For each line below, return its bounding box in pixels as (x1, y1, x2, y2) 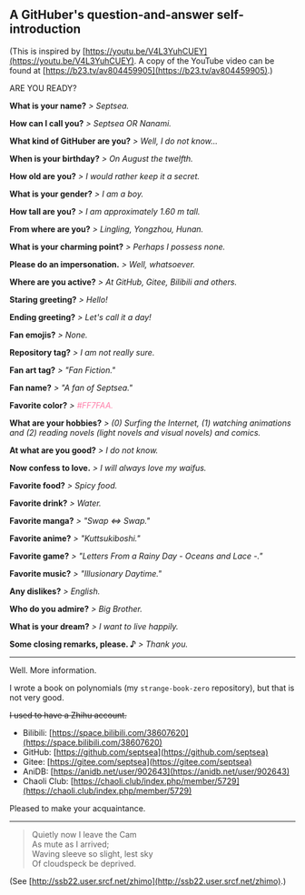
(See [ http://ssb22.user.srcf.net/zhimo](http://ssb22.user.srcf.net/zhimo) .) (9, 875, 287, 886)
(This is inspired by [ (9, 45, 86, 56)
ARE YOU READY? (9, 82, 77, 94)
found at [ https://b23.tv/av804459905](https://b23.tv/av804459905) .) (9, 65, 273, 75)
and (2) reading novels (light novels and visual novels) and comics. (9, 427, 261, 437)
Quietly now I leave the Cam (31, 829, 138, 840)
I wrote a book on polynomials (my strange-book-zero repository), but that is (9, 682, 295, 693)
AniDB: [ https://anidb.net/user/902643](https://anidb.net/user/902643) (22, 766, 290, 777)
